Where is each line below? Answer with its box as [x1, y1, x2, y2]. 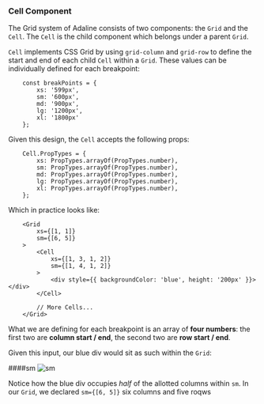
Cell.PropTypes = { [22, 150, 87, 158]
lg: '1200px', [36, 107, 83, 115]
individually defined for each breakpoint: [8, 64, 140, 74]
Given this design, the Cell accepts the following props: [8, 134, 190, 144]
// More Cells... [36, 304, 93, 311]
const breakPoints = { [22, 79, 97, 88]
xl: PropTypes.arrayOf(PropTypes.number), [36, 184, 179, 193]
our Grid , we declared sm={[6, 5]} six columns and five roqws [8, 387, 212, 397]
